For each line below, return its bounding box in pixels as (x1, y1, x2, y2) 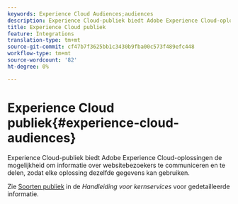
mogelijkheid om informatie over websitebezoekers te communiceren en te (7, 161, 225, 169)
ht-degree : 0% (7, 63, 50, 70)
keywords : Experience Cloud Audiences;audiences (7, 10, 154, 18)
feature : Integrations (7, 30, 74, 38)
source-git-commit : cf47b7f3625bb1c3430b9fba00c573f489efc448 (7, 43, 195, 50)
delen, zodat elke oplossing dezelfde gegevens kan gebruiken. (7, 168, 190, 177)
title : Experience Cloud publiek (7, 23, 106, 30)
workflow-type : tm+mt (7, 50, 72, 57)
